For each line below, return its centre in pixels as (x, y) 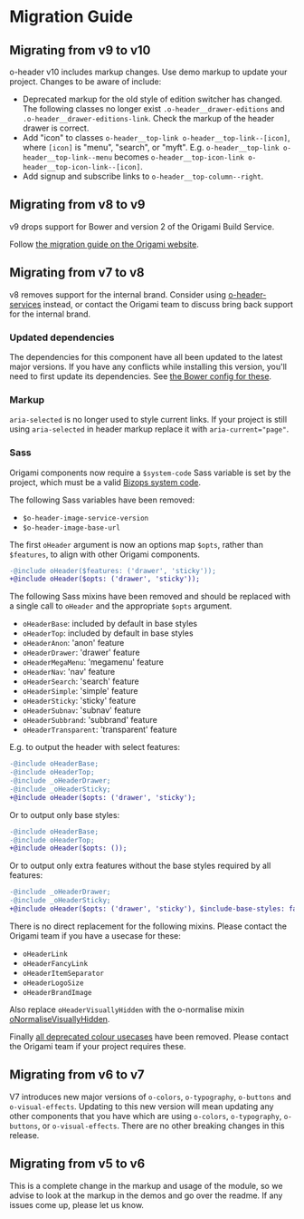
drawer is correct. (56, 128)
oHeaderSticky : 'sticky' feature (79, 701)
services (25, 304)
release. (24, 1135)
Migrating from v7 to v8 (77, 273)
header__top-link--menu (67, 158)
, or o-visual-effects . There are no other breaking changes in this (161, 1126)
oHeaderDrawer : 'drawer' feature (81, 653)
